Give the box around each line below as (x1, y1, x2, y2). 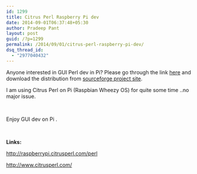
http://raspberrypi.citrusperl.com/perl (6, 150, 98, 157)
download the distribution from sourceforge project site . (6, 75, 143, 82)
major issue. (6, 93, 36, 100)
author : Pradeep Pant (6, 25, 60, 31)
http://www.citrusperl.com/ (6, 161, 72, 168)
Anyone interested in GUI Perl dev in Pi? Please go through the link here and (6, 68, 191, 75)
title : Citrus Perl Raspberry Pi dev (6, 14, 99, 20)
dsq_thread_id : (6, 47, 44, 53)
